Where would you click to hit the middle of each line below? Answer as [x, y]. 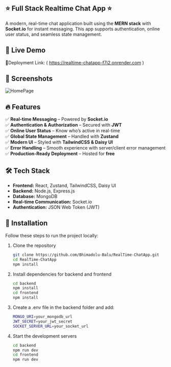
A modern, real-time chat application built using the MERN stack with [78, 23]
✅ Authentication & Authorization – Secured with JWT [64, 125]
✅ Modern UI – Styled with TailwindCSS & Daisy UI [59, 142]
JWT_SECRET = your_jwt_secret [42, 321]
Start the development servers [45, 336]
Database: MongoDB [35, 197]
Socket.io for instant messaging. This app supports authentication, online [83, 29]
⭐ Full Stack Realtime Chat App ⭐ [59, 8]
